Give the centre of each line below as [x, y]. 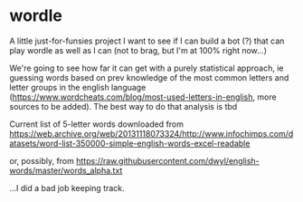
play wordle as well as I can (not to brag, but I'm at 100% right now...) [138, 50]
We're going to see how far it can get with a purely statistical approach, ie [147, 68]
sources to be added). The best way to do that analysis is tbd [123, 106]
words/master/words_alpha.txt [66, 170]
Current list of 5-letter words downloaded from [96, 124]
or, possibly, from [42, 160]
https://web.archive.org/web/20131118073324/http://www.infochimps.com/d [151, 133]
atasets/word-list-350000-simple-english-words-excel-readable [130, 143]
